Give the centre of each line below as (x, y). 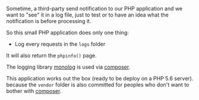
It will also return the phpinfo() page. (51, 55)
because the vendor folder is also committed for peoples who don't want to (98, 85)
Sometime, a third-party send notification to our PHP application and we (94, 9)
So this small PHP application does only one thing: (67, 33)
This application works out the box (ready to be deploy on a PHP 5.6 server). (100, 78)
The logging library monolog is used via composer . (68, 67)
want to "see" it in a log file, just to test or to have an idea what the (88, 15)
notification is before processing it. (49, 21)
